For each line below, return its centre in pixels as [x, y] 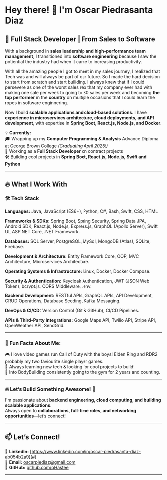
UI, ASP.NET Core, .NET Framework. [42, 231]
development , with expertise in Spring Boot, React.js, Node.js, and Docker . [83, 123]
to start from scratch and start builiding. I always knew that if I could [75, 82]
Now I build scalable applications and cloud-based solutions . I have [76, 112]
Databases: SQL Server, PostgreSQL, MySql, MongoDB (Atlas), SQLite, [78, 241]
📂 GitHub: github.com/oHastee [37, 468]
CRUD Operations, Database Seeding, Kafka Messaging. [63, 301]
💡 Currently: [18, 133]
